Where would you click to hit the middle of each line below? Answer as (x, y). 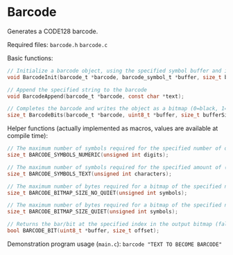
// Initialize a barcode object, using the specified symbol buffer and (114, 71)
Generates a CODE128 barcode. (53, 31)
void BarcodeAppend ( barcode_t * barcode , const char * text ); (96, 96)
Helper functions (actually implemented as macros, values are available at (113, 128)
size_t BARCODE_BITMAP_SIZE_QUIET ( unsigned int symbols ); (93, 212)
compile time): (28, 136)
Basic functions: (30, 58)
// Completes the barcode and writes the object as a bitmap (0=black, (113, 109)
